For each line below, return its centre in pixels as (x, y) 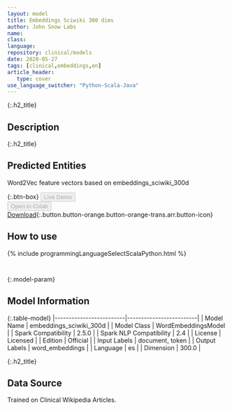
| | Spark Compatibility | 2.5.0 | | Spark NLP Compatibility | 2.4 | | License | (114, 333)
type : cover (34, 79)
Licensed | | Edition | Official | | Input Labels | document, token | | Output (111, 340)
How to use (32, 237)
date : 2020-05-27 (32, 59)
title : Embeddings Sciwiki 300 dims (60, 20)
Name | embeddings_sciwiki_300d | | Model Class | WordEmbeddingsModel (116, 325)
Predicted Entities (47, 166)
